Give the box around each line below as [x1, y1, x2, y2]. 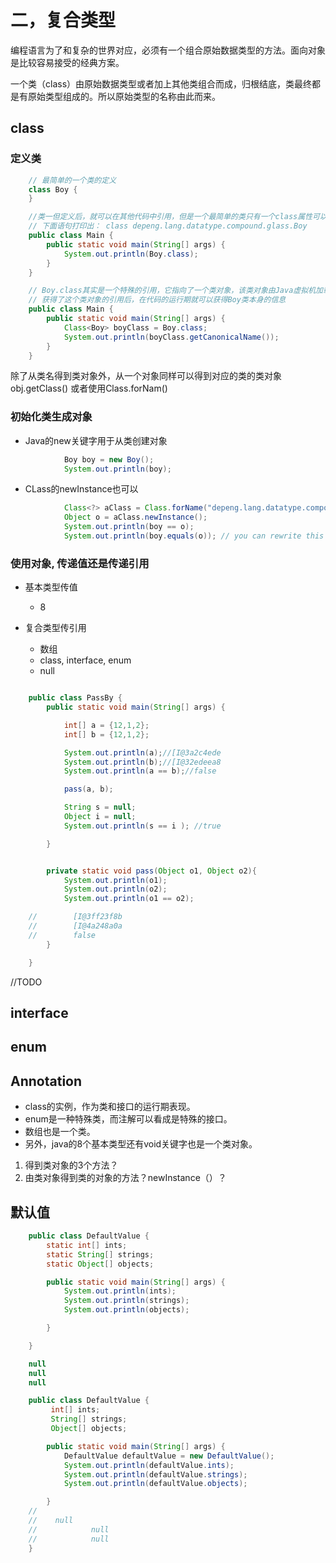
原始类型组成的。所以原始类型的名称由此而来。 [27, 90, 221, 102]
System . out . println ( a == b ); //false [63, 766, 217, 776]
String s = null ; [63, 802, 137, 813]
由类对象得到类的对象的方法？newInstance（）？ [24, 1172, 227, 1184]
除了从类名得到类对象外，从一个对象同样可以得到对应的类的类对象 [10, 370, 282, 382]
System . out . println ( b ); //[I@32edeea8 [63, 757, 222, 767]
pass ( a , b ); [63, 784, 114, 795]
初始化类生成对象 [10, 410, 93, 424]
